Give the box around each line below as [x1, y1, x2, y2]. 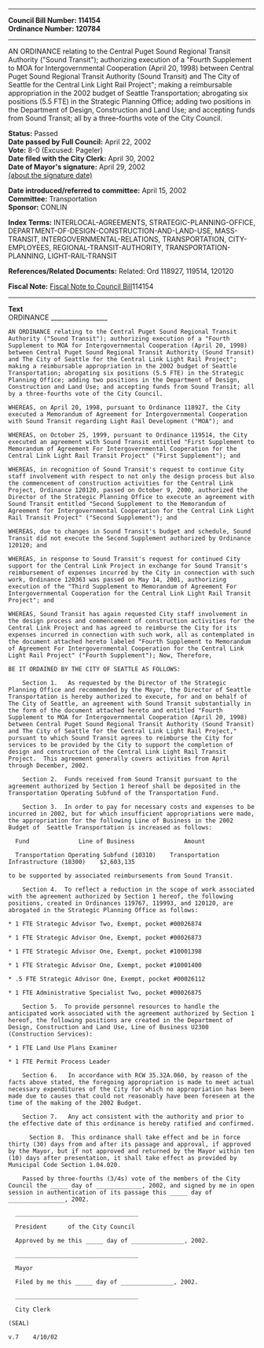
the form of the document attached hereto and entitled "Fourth [8, 707, 223, 715]
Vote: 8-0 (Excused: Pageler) [8, 146, 104, 154]
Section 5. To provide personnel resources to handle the [22, 1003, 220, 1010]
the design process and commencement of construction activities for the [8, 617, 255, 625]
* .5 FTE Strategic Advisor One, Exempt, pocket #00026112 [8, 975, 206, 983]
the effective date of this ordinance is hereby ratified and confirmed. [8, 1120, 255, 1128]
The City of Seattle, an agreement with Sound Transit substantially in [8, 700, 251, 707]
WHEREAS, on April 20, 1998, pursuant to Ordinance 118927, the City [8, 404, 241, 412]
